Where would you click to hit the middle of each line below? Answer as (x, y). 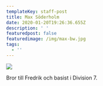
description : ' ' (28, 28)
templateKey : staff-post (37, 11)
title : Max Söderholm (33, 17)
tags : (13, 45)
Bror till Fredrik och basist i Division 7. (52, 78)
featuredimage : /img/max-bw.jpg (46, 39)
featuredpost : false (32, 34)
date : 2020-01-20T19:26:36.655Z (46, 22)
